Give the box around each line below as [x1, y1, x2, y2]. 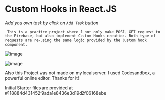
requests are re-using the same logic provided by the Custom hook [5, 38, 147, 43]
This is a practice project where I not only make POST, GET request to [7, 29, 161, 34]
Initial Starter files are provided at [5, 85, 73, 91]
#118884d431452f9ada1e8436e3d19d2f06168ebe [5, 90, 107, 96]
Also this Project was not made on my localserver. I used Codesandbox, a [5, 70, 155, 76]
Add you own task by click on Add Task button [5, 20, 99, 26]
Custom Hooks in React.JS [5, 3, 117, 15]
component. [5, 42, 28, 47]
